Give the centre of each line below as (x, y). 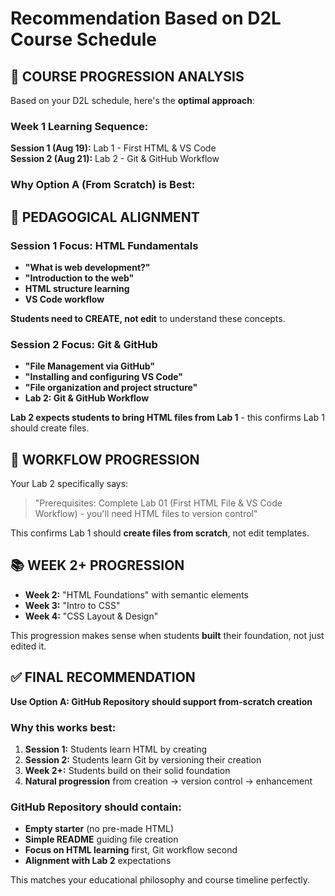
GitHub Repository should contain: (96, 807)
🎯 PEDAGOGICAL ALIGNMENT (105, 217)
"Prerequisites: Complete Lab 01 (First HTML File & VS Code (158, 503)
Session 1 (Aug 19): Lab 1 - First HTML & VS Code (113, 148)
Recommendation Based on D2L (146, 18)
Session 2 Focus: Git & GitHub (84, 344)
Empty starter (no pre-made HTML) (99, 829)
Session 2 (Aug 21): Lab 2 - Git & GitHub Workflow (115, 159)
